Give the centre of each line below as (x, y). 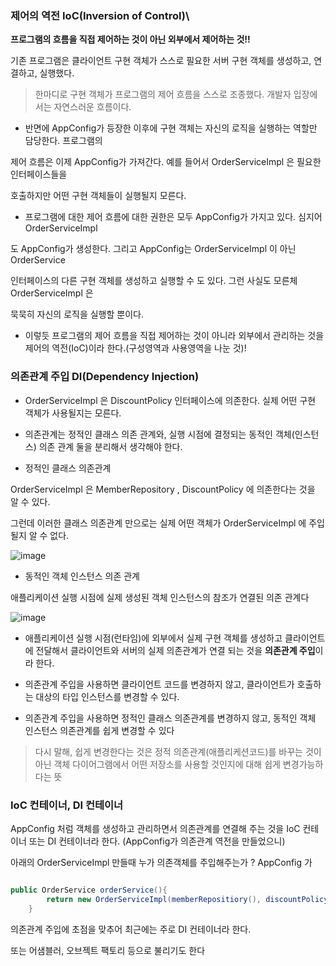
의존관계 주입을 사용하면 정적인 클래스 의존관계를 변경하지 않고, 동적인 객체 (170, 718)
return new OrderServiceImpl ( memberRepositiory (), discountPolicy (187, 899)
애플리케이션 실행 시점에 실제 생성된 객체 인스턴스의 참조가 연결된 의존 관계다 (160, 597)
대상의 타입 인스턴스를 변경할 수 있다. (107, 696)
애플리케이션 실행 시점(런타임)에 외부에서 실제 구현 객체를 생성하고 (153, 638)
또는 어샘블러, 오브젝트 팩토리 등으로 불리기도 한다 (108, 950)
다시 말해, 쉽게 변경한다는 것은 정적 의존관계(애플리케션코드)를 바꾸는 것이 (178, 751)
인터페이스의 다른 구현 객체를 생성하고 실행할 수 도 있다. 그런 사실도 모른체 (154, 281)
